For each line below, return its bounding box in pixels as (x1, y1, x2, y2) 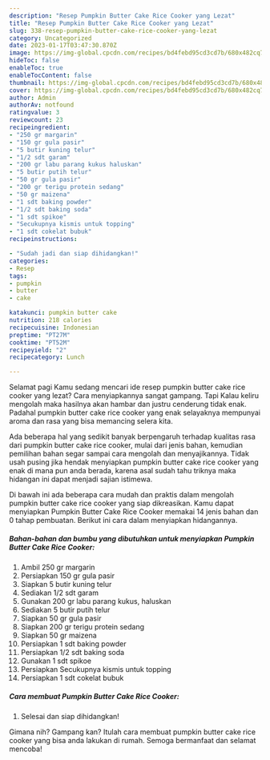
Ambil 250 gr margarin (20, 562, 95, 573)
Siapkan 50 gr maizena (20, 630, 97, 641)
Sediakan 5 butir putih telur (20, 605, 111, 615)
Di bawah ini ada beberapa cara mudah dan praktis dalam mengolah (9, 490, 235, 500)
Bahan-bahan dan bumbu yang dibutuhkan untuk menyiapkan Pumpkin (9, 533, 255, 543)
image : (9, 49, 31, 57)
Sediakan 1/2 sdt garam (20, 588, 99, 597)
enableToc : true (9, 64, 63, 72)
